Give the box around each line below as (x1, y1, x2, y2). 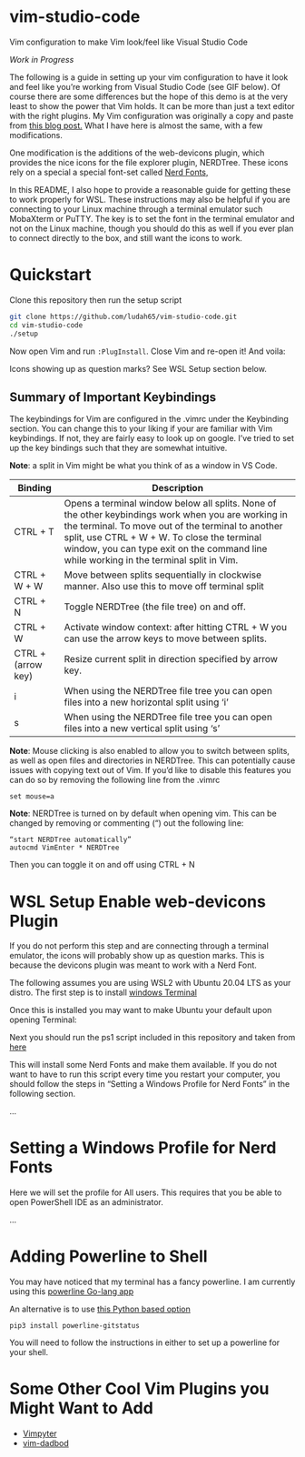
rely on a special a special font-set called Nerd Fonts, (9, 166, 209, 177)
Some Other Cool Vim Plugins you (9, 1379, 270, 1400)
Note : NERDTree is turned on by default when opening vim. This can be (9, 808, 277, 819)
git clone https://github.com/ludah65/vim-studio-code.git (9, 312, 238, 321)
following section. (9, 1089, 75, 1100)
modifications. (9, 129, 64, 140)
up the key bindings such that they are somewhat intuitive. (9, 443, 228, 454)
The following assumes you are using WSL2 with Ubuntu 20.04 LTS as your (9, 978, 291, 989)
